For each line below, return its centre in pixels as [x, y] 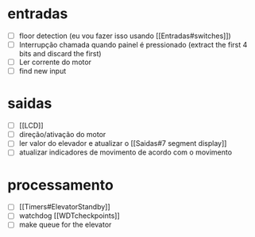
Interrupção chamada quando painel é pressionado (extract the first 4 [133, 45]
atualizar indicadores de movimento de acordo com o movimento [125, 152]
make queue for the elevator [65, 225]
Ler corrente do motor [55, 62]
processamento [61, 185]
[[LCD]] [31, 126]
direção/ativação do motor [62, 135]
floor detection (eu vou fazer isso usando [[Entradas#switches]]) [125, 36]
